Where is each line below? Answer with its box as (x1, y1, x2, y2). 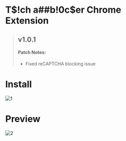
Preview (5, 113, 41, 125)
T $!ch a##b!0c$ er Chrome (5, 4, 121, 16)
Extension (5, 15, 49, 26)
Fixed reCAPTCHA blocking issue (25, 61, 96, 67)
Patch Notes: (17, 49, 46, 55)
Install (5, 78, 32, 90)
